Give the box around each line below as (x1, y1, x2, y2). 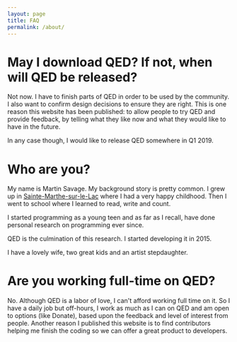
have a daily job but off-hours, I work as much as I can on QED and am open (7, 304, 230, 312)
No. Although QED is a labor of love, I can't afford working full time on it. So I (7, 297, 231, 305)
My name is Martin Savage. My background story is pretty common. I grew (7, 185, 225, 193)
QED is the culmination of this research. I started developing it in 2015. (7, 234, 212, 243)
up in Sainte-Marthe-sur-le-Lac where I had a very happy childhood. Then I (7, 192, 227, 200)
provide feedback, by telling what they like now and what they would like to (7, 115, 226, 124)
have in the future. (7, 122, 61, 131)
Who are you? (7, 161, 91, 177)
